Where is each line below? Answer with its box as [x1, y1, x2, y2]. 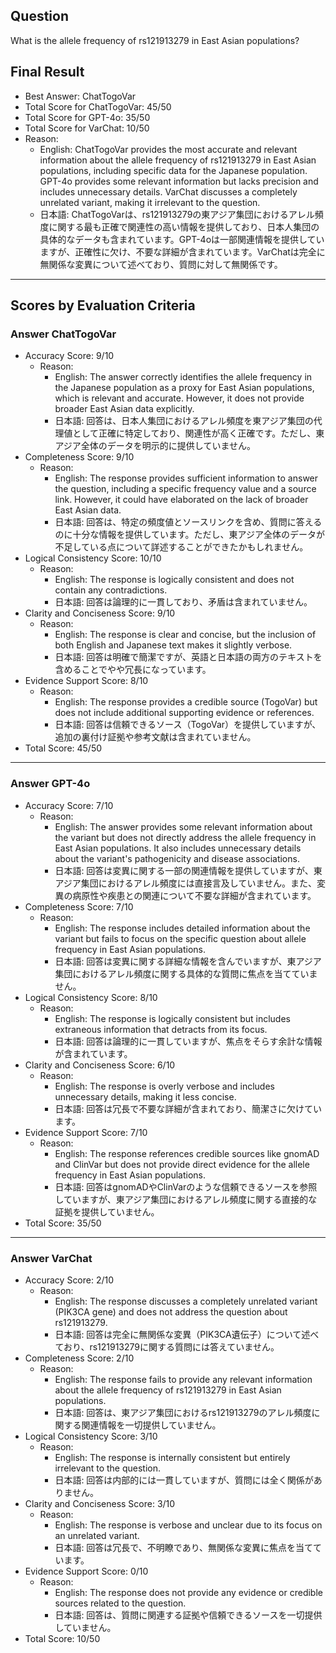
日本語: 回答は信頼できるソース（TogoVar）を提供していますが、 [54, 719, 322, 731]
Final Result [10, 64, 85, 81]
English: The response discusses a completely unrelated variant [54, 1295, 318, 1307]
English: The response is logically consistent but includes [54, 1012, 291, 1024]
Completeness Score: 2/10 [24, 1352, 135, 1364]
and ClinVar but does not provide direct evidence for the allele [54, 1158, 310, 1170]
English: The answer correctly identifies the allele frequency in [54, 371, 313, 383]
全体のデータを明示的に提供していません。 [80, 440, 256, 452]
